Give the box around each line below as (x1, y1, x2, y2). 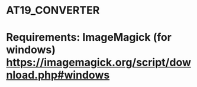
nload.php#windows (6, 69, 110, 82)
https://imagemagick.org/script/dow (6, 56, 191, 69)
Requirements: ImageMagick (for (6, 31, 172, 44)
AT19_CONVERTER (6, 4, 100, 17)
